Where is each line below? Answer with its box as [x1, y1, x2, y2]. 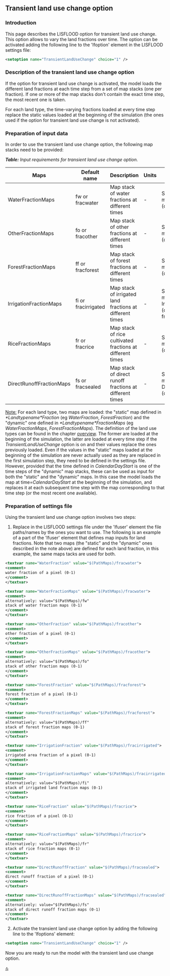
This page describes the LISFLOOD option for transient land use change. [5, 30, 157, 37]
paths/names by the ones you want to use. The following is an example [12, 529, 161, 535]
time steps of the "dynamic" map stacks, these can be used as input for [5, 468, 155, 475]
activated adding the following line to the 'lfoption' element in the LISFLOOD [5, 42, 163, 48]
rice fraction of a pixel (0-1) [5, 813, 73, 819]
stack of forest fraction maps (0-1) [5, 724, 85, 730]
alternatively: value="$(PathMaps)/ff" [5, 720, 90, 725]
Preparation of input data [5, 129, 68, 137]
